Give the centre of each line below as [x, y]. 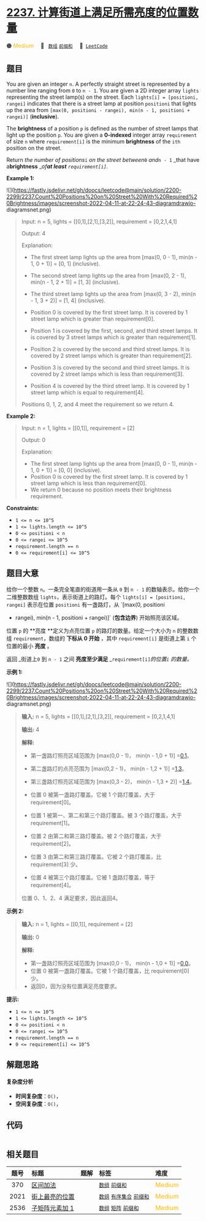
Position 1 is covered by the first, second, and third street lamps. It [114, 330]
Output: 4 [33, 233]
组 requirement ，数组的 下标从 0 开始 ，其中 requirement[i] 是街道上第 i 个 [101, 638]
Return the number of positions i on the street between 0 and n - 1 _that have [103, 159]
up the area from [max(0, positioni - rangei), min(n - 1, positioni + [98, 110]
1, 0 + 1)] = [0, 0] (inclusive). [66, 470]
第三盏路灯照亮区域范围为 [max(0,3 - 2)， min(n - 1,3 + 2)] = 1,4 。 [113, 782]
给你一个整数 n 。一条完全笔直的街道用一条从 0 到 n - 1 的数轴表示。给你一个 [103, 589]
